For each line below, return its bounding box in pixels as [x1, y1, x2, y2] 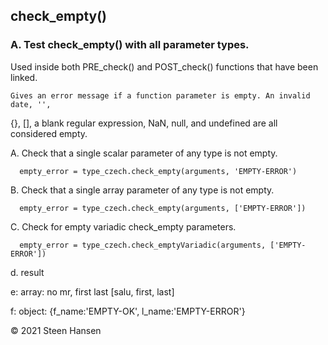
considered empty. [10, 127, 88, 139]
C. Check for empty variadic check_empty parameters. [10, 220, 237, 233]
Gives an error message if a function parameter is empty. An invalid [10, 90, 311, 101]
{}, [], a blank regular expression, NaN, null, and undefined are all [10, 117, 278, 129]
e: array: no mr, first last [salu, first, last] [10, 285, 175, 298]
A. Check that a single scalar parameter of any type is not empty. [10, 147, 278, 159]
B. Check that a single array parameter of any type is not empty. [10, 184, 275, 196]
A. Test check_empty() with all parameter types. [10, 38, 250, 52]
